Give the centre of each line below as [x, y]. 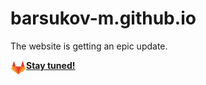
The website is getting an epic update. [89, 46]
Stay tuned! [51, 65]
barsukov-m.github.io [103, 18]
